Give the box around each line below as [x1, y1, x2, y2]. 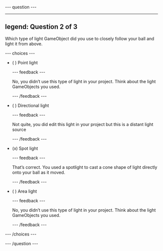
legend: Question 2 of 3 [5, 23, 78, 31]
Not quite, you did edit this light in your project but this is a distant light [12, 121, 154, 127]
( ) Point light [12, 59, 38, 65]
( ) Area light [12, 188, 37, 194]
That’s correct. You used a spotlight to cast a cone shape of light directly [12, 164, 158, 170]
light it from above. [5, 41, 43, 47]
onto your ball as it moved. [12, 169, 65, 175]
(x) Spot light [12, 145, 38, 151]
